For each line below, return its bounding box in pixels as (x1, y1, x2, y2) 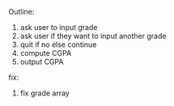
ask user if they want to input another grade (19, 32, 167, 40)
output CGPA (19, 57, 64, 66)
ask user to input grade (19, 23, 98, 32)
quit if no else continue (19, 40, 97, 49)
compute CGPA (19, 49, 72, 57)
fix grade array (19, 88, 70, 98)
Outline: (8, 7, 35, 16)
